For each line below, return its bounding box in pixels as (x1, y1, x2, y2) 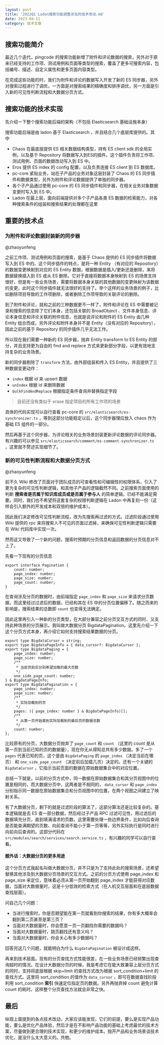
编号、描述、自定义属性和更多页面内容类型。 (9, 67, 99, 73)
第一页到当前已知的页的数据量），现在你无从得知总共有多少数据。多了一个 (5, 746, 153, 752)
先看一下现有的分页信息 (5, 553, 52, 559)
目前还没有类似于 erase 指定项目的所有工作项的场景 (17, 398, 121, 404)
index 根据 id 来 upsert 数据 (12, 376, 67, 382)
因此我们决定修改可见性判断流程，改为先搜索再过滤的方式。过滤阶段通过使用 (5, 514, 159, 520)
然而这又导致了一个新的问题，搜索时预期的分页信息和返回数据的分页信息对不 (5, 536, 159, 542)
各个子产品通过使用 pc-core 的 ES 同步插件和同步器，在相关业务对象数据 (12, 183, 159, 188)
